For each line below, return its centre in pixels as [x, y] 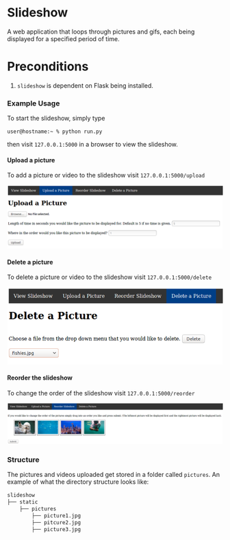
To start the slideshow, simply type [56, 119]
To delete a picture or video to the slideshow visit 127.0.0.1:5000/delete [110, 277]
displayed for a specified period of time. [63, 38]
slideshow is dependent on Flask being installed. [85, 85]
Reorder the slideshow [40, 378]
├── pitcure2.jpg [56, 523]
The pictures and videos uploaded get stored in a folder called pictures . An [114, 475]
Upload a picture [31, 160]
